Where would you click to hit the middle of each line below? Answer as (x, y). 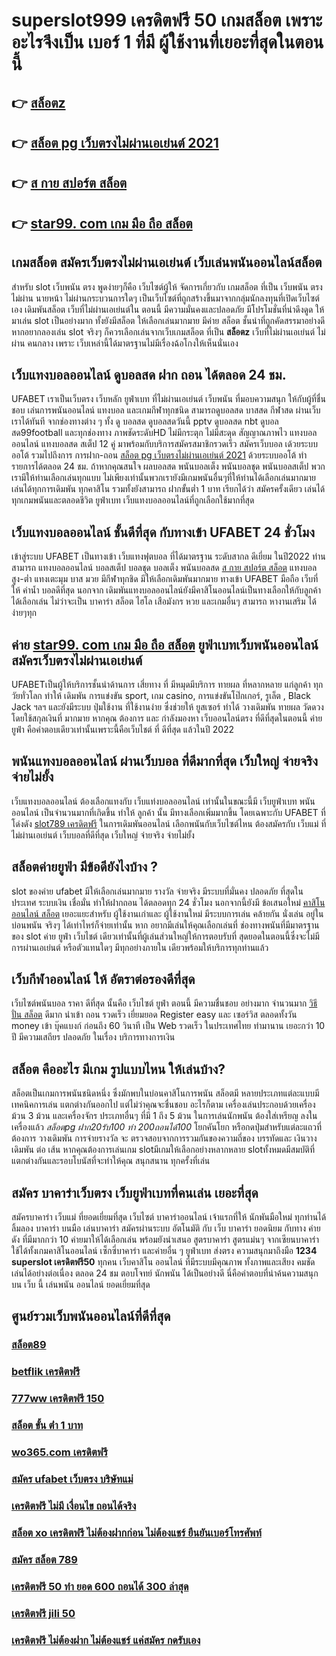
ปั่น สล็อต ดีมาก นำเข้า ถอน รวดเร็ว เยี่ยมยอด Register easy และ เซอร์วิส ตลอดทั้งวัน (154, 1015)
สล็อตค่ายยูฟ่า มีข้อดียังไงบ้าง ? (84, 867)
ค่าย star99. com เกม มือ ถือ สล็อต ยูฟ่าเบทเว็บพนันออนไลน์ (165, 644)
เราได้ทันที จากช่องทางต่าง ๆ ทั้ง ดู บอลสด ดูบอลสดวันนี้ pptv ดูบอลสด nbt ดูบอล (145, 421)
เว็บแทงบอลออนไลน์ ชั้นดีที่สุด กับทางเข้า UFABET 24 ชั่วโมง (163, 532)
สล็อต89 (29, 1345)
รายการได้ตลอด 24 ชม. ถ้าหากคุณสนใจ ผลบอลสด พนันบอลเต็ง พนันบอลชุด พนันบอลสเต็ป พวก (168, 466)
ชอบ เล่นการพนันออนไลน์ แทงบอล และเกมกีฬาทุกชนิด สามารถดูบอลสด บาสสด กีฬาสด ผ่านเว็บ (166, 410)
